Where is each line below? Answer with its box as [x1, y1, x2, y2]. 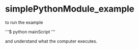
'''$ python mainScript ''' [5, 29, 56, 34]
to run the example [5, 19, 43, 25]
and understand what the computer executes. [5, 38, 97, 44]
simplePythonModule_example [5, 3, 135, 15]
